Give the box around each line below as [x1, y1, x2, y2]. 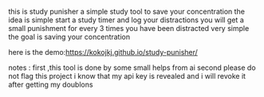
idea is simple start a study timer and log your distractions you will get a [8, 15, 245, 25]
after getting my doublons [8, 80, 93, 89]
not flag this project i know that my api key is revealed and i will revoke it [8, 72, 246, 80]
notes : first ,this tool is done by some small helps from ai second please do [8, 63, 257, 72]
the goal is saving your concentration [8, 32, 131, 41]
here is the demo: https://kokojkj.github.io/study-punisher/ [8, 48, 198, 56]
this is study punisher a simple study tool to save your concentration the [8, 7, 246, 16]
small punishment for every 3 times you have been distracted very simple [8, 24, 250, 33]
